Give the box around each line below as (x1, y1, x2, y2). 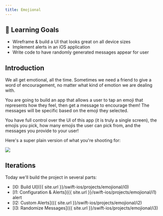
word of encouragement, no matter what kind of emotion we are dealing (5, 82, 153, 88)
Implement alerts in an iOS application (12, 44, 90, 50)
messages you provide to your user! (5, 128, 79, 134)
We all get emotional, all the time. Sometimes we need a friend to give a (5, 77, 152, 83)
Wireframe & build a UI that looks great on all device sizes (12, 39, 131, 45)
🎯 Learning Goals (5, 26, 59, 34)
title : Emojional (5, 7, 41, 12)
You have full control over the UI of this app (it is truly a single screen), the (5, 117, 158, 123)
